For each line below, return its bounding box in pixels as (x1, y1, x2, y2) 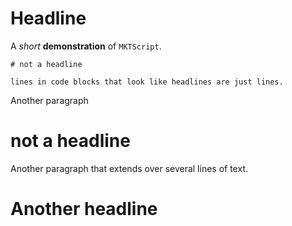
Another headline (10, 198, 158, 221)
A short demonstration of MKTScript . (10, 40, 162, 52)
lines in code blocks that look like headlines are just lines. (10, 77, 284, 87)
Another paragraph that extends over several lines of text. (10, 162, 248, 174)
